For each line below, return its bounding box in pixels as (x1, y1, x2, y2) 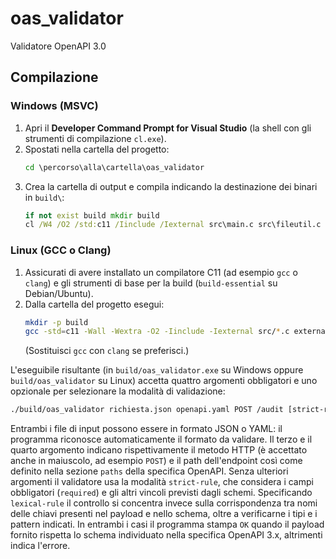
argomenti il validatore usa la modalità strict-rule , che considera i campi (10, 476, 314, 488)
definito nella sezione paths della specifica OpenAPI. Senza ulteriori (10, 465, 289, 477)
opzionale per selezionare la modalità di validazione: (10, 385, 226, 397)
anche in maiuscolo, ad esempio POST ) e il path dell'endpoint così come (10, 455, 303, 467)
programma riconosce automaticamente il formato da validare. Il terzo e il (10, 433, 313, 446)
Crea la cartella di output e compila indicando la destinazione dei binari (24, 180, 318, 192)
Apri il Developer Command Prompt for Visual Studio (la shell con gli (24, 122, 312, 134)
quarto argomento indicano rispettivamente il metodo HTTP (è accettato (10, 444, 308, 456)
